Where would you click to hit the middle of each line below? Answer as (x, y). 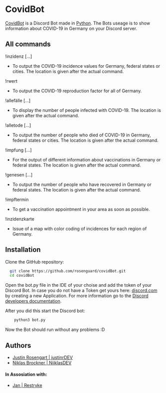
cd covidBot (22, 276)
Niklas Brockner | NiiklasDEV (42, 363)
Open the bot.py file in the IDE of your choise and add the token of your (79, 285)
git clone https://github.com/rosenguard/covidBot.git (68, 271)
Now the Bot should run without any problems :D (55, 330)
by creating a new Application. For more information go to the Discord (77, 296)
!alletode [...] (18, 125)
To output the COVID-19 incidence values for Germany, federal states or (86, 66)
